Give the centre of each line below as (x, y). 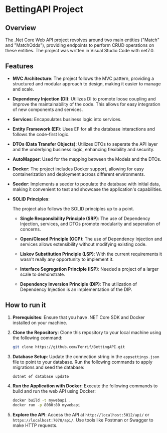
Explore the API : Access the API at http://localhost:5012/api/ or (81, 415)
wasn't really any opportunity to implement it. (67, 259)
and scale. (23, 89)
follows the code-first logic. (41, 134)
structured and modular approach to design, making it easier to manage (87, 83)
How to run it (26, 305)
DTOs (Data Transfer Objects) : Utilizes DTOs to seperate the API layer (85, 144)
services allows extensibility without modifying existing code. (83, 244)
